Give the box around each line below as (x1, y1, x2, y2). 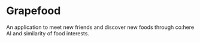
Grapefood (6, 4, 61, 18)
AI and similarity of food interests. (6, 29, 90, 37)
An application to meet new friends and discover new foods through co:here (6, 24, 195, 31)
